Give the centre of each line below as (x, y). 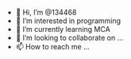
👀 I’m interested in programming (68, 21)
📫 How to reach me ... (52, 47)
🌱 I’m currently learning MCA (63, 29)
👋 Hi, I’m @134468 (46, 12)
